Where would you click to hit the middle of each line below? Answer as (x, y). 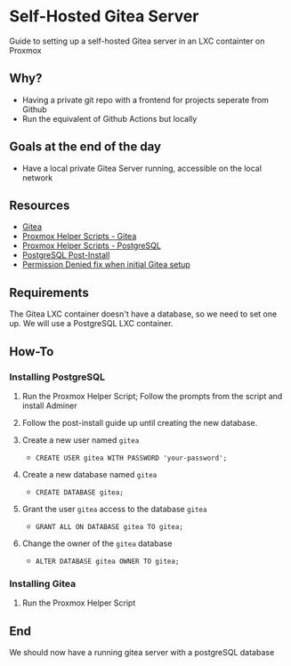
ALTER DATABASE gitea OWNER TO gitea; (107, 561)
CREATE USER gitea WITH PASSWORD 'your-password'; (131, 458)
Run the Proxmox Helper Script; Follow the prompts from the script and (152, 396)
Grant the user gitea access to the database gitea (114, 509)
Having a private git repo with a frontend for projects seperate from (145, 100)
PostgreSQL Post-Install (66, 255)
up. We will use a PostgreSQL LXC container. (91, 324)
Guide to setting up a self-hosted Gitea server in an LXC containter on (137, 41)
